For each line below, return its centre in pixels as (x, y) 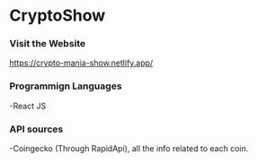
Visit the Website (48, 44)
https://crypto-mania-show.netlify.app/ (81, 63)
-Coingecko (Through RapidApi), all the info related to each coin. (129, 149)
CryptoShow (58, 16)
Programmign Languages (66, 86)
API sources (36, 129)
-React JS (28, 106)
